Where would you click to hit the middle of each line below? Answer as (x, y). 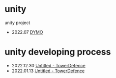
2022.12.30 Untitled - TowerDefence (48, 65)
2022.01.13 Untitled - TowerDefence (48, 71)
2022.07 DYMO (27, 32)
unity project (17, 23)
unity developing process (58, 52)
